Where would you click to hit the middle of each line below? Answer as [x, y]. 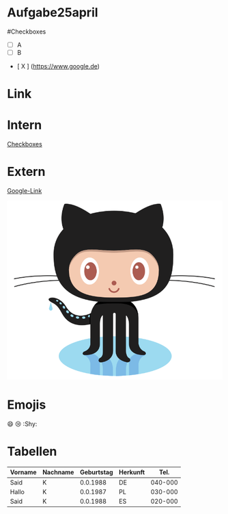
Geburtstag [97, 472]
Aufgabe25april [53, 13]
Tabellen [32, 451]
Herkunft [132, 472]
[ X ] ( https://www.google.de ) [58, 66]
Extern [26, 172]
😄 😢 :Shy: [22, 424]
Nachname [58, 472]
